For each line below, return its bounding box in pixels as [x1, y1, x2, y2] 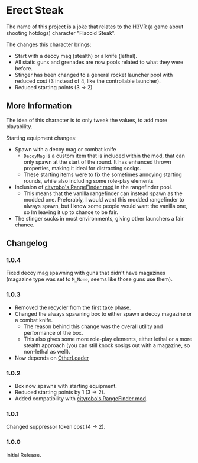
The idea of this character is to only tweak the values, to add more [6, 116, 168, 124]
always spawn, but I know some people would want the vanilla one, [23, 202, 188, 209]
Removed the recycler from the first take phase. [14, 304, 131, 311]
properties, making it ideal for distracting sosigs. [23, 164, 142, 171]
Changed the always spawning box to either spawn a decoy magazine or [14, 310, 192, 317]
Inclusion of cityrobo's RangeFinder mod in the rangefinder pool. [14, 183, 173, 190]
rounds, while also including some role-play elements [23, 177, 154, 184]
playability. [6, 122, 33, 130]
